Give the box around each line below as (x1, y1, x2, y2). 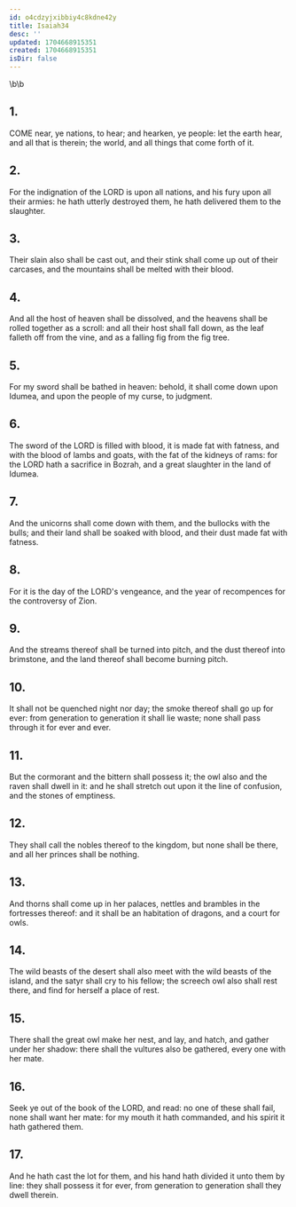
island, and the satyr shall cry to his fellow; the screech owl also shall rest (9, 975, 277, 986)
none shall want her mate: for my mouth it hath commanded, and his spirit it (9, 1112, 285, 1123)
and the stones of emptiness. (9, 790, 116, 801)
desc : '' (9, 29, 42, 38)
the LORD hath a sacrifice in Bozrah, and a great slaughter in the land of (9, 459, 272, 469)
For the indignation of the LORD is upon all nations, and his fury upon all (9, 186, 272, 197)
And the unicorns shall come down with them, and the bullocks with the (9, 517, 270, 528)
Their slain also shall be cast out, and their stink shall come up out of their (9, 255, 279, 265)
